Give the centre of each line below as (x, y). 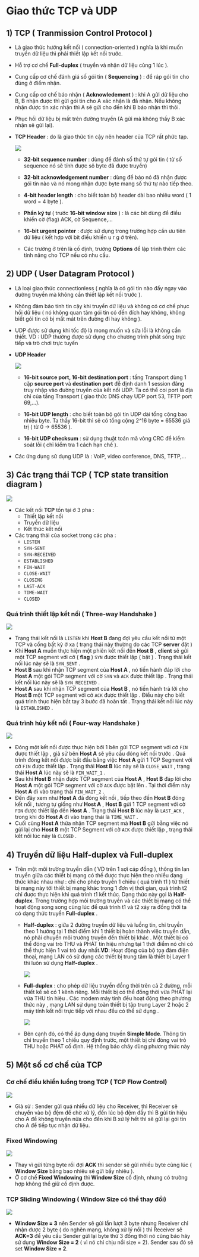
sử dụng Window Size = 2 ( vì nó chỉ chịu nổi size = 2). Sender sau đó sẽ (104, 1242)
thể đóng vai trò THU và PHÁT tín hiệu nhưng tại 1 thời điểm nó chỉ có (108, 944)
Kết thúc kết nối (43, 529)
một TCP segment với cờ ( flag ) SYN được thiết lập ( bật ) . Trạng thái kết (103, 657)
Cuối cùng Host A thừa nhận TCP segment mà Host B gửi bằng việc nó (102, 823)
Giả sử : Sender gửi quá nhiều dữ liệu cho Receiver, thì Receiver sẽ (96, 1106)
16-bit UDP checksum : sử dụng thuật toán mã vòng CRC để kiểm (104, 438)
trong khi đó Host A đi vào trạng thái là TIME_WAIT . (76, 817)
